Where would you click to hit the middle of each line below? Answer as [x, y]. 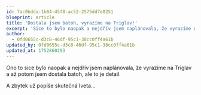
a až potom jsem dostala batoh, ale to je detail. [63, 74]
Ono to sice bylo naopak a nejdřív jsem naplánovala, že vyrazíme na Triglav [99, 68]
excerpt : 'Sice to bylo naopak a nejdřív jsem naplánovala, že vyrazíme [99, 28]
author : [16, 34]
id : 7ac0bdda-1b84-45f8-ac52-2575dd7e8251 [60, 12]
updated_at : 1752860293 [36, 51]
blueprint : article [31, 17]
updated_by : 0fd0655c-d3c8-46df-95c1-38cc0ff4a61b [71, 45]
